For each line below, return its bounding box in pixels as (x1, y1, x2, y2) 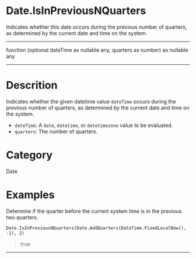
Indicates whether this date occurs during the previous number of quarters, (6, 23, 187, 30)
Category (6, 149, 53, 162)
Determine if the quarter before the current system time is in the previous (6, 208, 182, 215)
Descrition (6, 79, 58, 92)
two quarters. (6, 213, 38, 220)
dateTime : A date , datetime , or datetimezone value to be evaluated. (14, 122, 173, 129)
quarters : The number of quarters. (14, 127, 98, 135)
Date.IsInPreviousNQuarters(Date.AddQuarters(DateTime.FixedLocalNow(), (6, 225, 187, 231)
